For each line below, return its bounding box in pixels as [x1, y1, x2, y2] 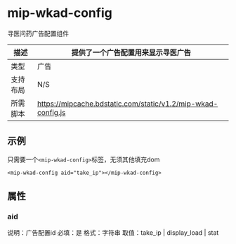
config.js [37, 107, 66, 117]
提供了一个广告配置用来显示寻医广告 [71, 47, 192, 57]
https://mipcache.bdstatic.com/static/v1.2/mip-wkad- [37, 99, 218, 109]
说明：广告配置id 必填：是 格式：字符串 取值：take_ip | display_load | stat [7, 228, 219, 237]
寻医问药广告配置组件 [7, 29, 69, 37]
